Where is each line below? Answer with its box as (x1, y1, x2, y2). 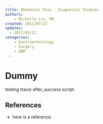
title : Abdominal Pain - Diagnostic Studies (5, 7, 99, 12)
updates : (5, 26, 23, 31)
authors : (5, 12, 23, 17)
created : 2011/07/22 (5, 21, 48, 26)
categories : (5, 35, 30, 40)
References (5, 101, 42, 109)
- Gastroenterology (14, 40, 54, 45)
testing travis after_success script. (5, 86, 75, 92)
